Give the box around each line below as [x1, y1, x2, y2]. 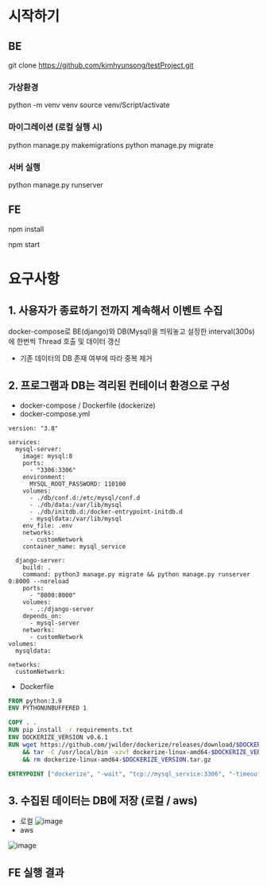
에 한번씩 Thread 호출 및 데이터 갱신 [8, 336, 121, 346]
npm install [8, 224, 44, 234]
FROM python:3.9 [8, 697, 62, 705]
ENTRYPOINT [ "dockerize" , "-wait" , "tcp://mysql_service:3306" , [8, 770, 226, 778]
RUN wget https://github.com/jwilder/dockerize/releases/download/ [8, 741, 237, 749]
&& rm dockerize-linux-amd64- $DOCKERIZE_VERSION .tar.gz [22, 756, 212, 764]
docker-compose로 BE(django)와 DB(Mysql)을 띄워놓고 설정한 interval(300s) [8, 327, 255, 336]
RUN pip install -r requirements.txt [8, 726, 133, 734]
